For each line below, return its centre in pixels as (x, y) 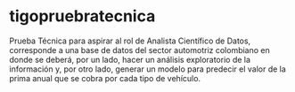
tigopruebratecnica (82, 16)
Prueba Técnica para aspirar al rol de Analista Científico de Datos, (130, 41)
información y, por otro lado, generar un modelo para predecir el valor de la (148, 69)
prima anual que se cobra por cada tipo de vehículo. (105, 78)
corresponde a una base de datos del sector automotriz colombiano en (139, 50)
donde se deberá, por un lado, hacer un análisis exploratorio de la (130, 59)
